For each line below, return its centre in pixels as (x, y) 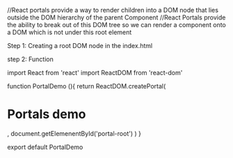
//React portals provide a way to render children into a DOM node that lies (113, 10)
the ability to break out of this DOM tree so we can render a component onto (116, 25)
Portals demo (47, 114)
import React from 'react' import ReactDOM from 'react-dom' (95, 73)
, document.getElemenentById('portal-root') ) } (74, 133)
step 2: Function (30, 59)
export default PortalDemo (45, 147)
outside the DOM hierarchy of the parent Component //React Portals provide (116, 17)
